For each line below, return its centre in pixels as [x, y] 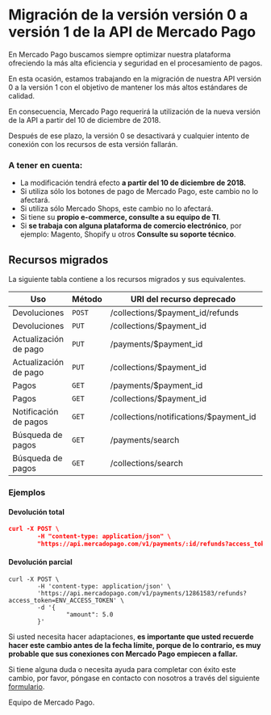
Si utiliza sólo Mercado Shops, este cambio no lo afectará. [117, 208]
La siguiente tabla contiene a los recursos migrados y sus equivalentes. [127, 280]
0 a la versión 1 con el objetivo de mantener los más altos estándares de [128, 87]
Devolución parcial [40, 562]
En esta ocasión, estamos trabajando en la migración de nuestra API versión [135, 78]
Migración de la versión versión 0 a [128, 15]
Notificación [35, 412]
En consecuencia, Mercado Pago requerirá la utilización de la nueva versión [134, 111]
